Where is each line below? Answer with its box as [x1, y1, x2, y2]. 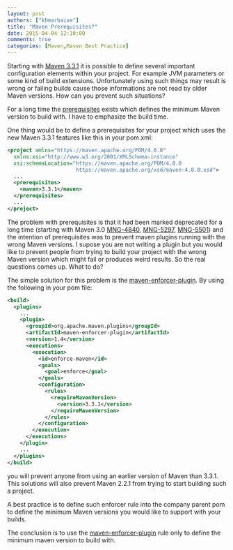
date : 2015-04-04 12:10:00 [7, 29, 86, 37]
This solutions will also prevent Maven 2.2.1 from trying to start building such [7, 479, 227, 487]
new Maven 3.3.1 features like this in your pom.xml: [7, 133, 153, 142]
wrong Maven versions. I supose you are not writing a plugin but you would [7, 240, 223, 248]
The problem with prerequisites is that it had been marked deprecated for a [7, 218, 223, 226]
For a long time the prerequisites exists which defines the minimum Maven [7, 105, 220, 113]
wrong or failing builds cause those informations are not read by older [7, 84, 207, 92]
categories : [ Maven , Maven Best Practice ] [7, 43, 129, 50]
